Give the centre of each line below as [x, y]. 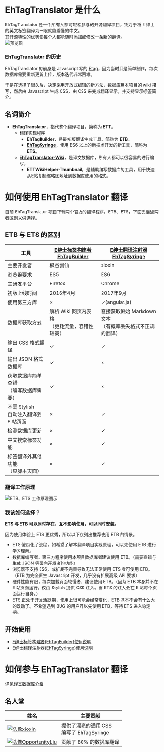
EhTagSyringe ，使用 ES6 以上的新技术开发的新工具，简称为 [87, 145]
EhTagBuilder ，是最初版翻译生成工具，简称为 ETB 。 [80, 139]
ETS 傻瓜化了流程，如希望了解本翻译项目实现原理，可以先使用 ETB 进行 [84, 545]
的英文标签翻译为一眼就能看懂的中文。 [43, 30]
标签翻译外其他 [25, 456]
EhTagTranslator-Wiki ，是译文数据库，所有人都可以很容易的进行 [85, 158]
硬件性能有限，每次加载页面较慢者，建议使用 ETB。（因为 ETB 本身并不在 [85, 582]
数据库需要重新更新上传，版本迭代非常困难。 [50, 74]
